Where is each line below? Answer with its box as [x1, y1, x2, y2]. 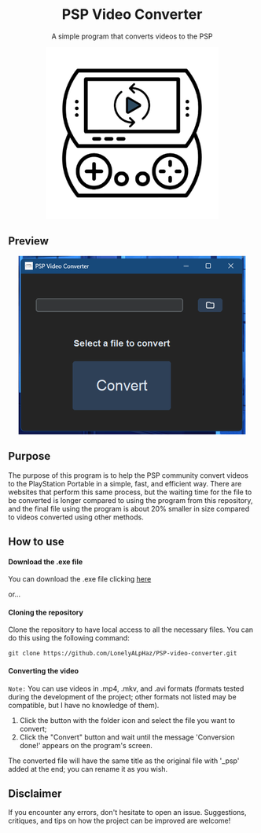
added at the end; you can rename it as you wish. [8, 764, 168, 773]
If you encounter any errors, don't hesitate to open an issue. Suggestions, [8, 808, 247, 817]
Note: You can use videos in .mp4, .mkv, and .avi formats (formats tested [8, 684, 244, 693]
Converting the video [8, 666, 79, 675]
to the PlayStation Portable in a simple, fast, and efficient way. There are [8, 479, 242, 488]
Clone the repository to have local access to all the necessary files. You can [8, 625, 254, 634]
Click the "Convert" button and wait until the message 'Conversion [19, 732, 236, 742]
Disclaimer [8, 787, 62, 800]
